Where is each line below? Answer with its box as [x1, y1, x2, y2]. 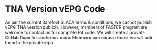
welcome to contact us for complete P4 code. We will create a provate [5, 29, 145, 35]
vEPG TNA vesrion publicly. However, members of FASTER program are [5, 24, 147, 30]
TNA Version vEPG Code [5, 3, 105, 14]
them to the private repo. [5, 39, 55, 45]
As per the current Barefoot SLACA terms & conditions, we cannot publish [5, 19, 152, 25]
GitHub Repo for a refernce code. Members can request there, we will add [5, 35, 153, 40]
